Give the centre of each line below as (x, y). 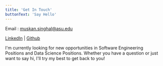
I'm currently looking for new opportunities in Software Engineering (74, 48)
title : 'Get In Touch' (29, 10)
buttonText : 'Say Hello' (31, 14)
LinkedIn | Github (23, 38)
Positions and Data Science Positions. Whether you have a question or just (82, 53)
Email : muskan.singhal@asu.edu (39, 28)
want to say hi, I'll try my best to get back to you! (55, 58)
